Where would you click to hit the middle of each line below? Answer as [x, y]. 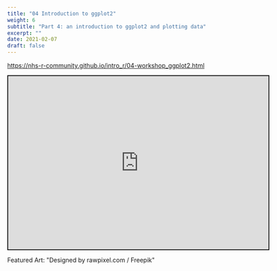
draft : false [26, 46]
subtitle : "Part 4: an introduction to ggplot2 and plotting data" [107, 26]
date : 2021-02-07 [32, 40]
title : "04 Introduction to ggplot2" [62, 14]
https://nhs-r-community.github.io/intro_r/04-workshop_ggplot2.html [106, 65]
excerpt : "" [24, 33]
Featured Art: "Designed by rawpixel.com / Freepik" [81, 260]
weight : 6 [22, 20]
